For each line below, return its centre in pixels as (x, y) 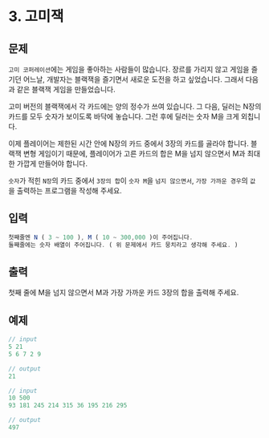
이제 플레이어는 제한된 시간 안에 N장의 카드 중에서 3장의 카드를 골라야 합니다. (128, 144)
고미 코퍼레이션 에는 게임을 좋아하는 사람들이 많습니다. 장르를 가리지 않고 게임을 (129, 69)
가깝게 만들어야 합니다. (52, 164)
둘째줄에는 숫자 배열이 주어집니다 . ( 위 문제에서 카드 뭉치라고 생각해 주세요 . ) (123, 245)
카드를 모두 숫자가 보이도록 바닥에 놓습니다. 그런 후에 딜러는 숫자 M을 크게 (124, 116)
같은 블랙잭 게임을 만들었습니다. (66, 89)
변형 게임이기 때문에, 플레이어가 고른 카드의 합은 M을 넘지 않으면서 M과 (134, 154)
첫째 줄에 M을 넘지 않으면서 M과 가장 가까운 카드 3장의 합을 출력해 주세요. (124, 293)
